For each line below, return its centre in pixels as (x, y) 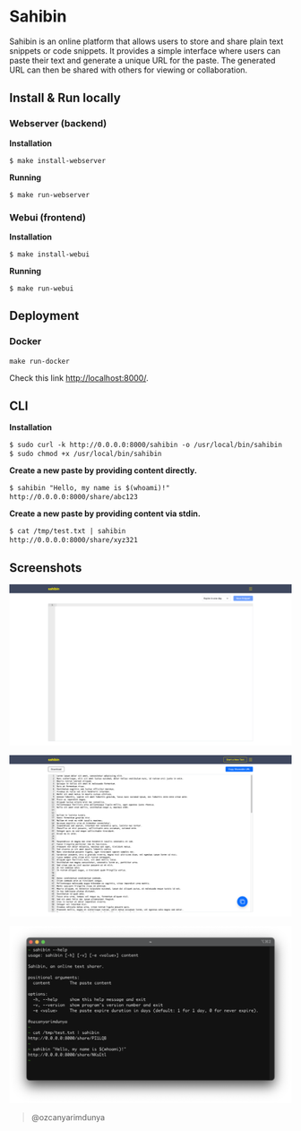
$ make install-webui (50, 254)
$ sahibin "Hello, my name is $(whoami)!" (90, 488)
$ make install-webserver (57, 160)
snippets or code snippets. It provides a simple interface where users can (145, 50)
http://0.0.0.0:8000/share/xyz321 (74, 540)
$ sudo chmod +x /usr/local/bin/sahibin (86, 454)
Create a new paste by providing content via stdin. (105, 514)
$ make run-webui (42, 289)
